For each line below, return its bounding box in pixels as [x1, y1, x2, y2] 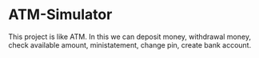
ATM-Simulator [8, 6, 113, 24]
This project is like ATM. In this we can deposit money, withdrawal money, [8, 32, 252, 41]
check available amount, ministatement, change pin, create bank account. [8, 40, 252, 49]
